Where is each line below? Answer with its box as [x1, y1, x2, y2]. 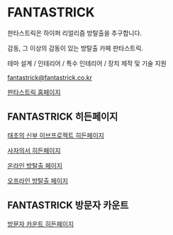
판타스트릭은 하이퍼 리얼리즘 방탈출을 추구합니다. [7, 28, 143, 37]
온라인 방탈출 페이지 [7, 161, 62, 169]
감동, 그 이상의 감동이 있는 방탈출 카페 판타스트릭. [7, 43, 144, 52]
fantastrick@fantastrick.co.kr [7, 73, 93, 82]
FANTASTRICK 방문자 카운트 [7, 199, 129, 211]
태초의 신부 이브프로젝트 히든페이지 [7, 131, 104, 140]
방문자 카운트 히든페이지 [7, 219, 74, 228]
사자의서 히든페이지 [7, 146, 61, 155]
